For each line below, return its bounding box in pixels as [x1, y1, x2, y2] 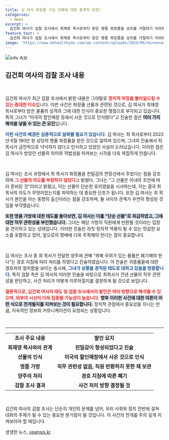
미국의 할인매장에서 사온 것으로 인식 [64, 353, 144, 360]
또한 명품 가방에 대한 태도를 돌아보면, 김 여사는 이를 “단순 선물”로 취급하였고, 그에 [5, 213, 163, 219]
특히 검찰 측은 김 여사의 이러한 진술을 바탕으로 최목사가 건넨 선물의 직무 [12, 271, 152, 277]
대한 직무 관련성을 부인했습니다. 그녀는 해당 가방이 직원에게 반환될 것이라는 [5, 219, 151, 225]
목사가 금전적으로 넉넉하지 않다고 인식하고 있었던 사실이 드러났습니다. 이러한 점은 [5, 143, 164, 150]
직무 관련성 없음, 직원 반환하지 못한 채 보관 [57, 363, 152, 370]
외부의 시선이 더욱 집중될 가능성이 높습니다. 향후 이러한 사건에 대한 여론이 [16, 295, 157, 301]
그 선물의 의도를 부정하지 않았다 [14, 177, 76, 183]
